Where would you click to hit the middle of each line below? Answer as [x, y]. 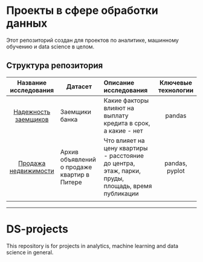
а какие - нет [123, 131]
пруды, [114, 178]
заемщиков [32, 119]
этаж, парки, [122, 171]
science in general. [30, 252]
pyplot [176, 171]
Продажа [32, 163]
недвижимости [32, 171]
